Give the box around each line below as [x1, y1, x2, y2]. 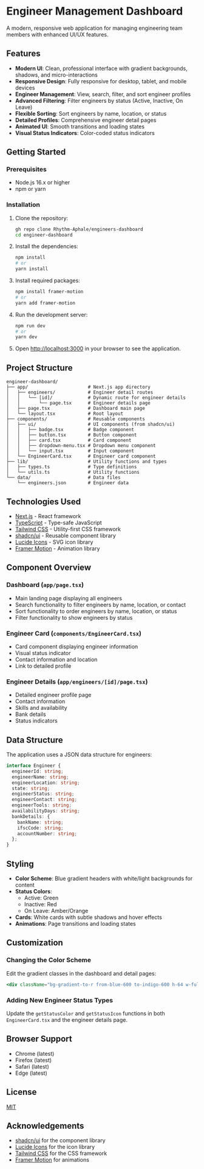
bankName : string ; [17, 819, 64, 825]
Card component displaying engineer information [15, 643, 138, 650]
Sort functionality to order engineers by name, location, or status [15, 607, 177, 615]
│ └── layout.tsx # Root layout [6, 411, 123, 417]
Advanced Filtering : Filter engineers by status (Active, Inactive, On [15, 97, 183, 104]
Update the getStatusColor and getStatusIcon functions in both [6, 1010, 165, 1017]
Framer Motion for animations [15, 1156, 90, 1164]
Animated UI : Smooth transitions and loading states [15, 123, 144, 130]
